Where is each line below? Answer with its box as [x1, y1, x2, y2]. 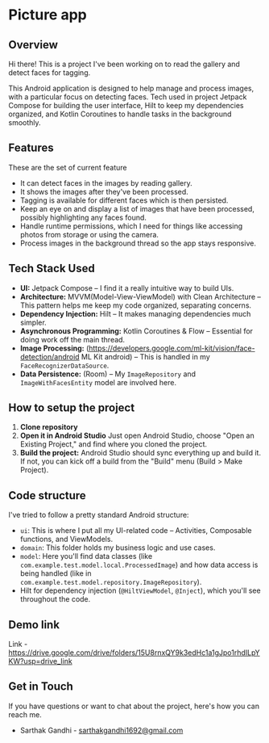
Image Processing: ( [19, 343, 89, 353]
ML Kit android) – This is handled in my [81, 351, 211, 361]
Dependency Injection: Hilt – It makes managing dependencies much [19, 309, 251, 318]
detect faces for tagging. [8, 68, 91, 78]
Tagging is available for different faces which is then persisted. [19, 195, 229, 205]
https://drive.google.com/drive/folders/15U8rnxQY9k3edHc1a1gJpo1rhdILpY [8, 648, 260, 657]
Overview [8, 38, 59, 52]
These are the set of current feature [8, 162, 127, 172]
